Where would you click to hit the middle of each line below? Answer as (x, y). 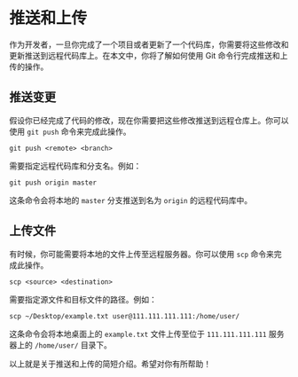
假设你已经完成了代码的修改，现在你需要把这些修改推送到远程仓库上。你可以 (149, 120)
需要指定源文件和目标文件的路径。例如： (83, 299)
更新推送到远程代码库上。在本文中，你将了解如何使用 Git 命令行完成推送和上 (149, 55)
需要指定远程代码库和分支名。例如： (75, 166)
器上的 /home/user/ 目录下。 (61, 345)
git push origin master (53, 183)
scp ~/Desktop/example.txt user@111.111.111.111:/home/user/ (125, 316)
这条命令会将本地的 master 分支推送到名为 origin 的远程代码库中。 (131, 200)
